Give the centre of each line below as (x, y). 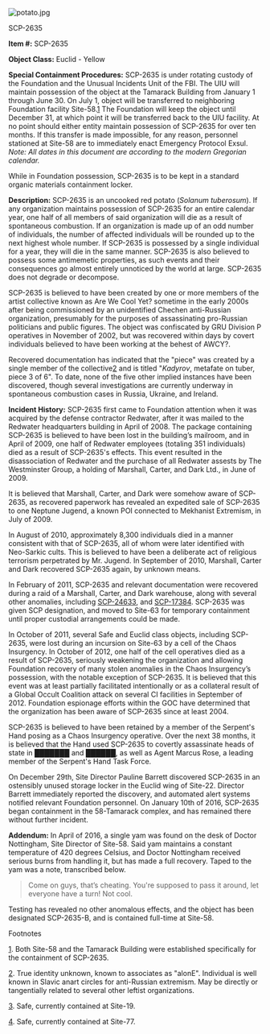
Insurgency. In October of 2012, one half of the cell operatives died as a (127, 651)
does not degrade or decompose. (64, 277)
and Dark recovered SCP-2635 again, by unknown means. (104, 569)
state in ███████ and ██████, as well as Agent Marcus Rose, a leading (131, 753)
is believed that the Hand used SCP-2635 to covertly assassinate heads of (131, 744)
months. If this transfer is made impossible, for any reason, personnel (123, 134)
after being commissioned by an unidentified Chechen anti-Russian (120, 310)
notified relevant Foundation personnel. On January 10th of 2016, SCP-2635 (134, 802)
